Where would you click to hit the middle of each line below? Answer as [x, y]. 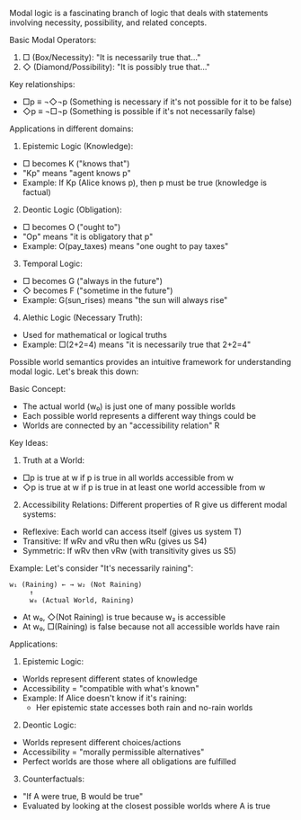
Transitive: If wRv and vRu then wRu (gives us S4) [115, 541]
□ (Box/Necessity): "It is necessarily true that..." [111, 57]
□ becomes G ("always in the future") [93, 281]
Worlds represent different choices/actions [102, 742]
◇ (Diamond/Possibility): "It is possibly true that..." [116, 67]
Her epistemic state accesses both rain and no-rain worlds [144, 708]
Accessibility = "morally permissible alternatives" [113, 752]
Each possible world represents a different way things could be [139, 416]
